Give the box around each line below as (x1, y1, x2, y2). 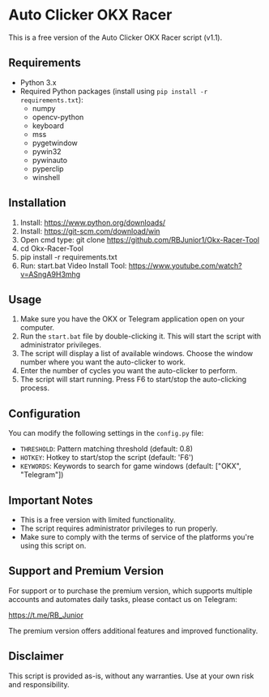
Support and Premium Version (8, 564, 164, 578)
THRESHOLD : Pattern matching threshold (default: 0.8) (19, 444, 193, 454)
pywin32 (32, 146, 62, 156)
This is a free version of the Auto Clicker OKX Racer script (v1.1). (8, 32, 223, 42)
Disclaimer (8, 649, 64, 663)
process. (19, 383, 50, 393)
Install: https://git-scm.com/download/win (19, 226, 160, 236)
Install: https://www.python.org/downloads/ (19, 217, 166, 227)
